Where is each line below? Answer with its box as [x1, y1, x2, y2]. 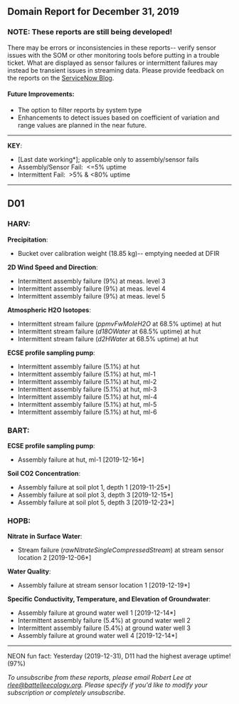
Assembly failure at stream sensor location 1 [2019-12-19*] [17, 581, 191, 590]
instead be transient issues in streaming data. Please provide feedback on [7, 66, 224, 74]
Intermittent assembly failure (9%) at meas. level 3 [17, 276, 166, 285]
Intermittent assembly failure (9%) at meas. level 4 [17, 284, 166, 293]
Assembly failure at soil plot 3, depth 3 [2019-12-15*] [17, 490, 174, 499]
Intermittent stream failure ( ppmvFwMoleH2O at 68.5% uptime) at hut [17, 319, 222, 328]
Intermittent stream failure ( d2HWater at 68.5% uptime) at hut [17, 334, 198, 343]
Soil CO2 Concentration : [7, 469, 80, 477]
